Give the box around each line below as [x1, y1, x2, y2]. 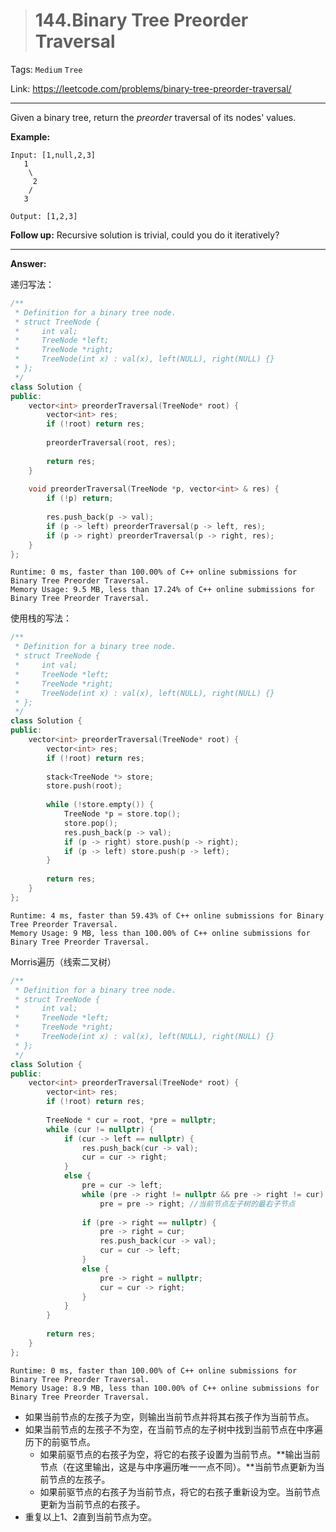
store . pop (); [63, 818, 118, 828]
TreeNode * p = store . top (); [63, 809, 182, 819]
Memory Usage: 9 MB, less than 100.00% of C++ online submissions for [10, 928, 311, 938]
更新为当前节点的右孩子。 [39, 1498, 146, 1510]
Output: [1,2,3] [10, 211, 78, 221]
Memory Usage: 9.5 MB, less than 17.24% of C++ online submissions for [10, 585, 315, 595]
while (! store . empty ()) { [46, 800, 155, 810]
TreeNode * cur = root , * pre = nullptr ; [46, 1115, 217, 1125]
